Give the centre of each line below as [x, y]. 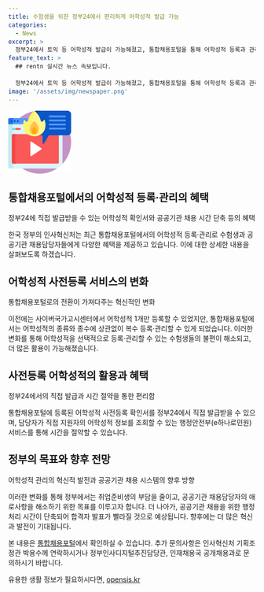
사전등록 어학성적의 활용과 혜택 [79, 375]
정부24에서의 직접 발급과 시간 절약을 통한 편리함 [82, 396]
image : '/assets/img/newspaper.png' [68, 91]
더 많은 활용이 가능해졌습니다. [53, 348]
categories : [27, 25]
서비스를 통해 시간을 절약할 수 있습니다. [68, 432]
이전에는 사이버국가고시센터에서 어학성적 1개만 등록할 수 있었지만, [108, 319]
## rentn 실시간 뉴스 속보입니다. [63, 67]
